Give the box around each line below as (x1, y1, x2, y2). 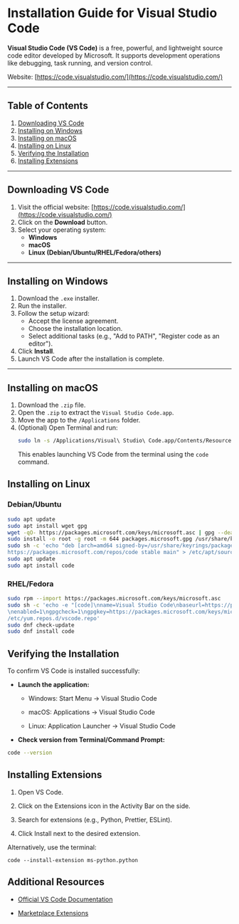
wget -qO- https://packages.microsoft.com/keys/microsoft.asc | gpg (7, 529, 215, 536)
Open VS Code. (17, 787, 64, 796)
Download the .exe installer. (17, 294, 100, 303)
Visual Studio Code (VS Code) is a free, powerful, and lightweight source (7, 43, 223, 52)
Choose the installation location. (28, 324, 123, 333)
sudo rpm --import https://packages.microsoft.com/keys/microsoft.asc (7, 595, 221, 602)
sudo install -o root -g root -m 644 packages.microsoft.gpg (7, 536, 193, 543)
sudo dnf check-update (7, 621, 75, 629)
